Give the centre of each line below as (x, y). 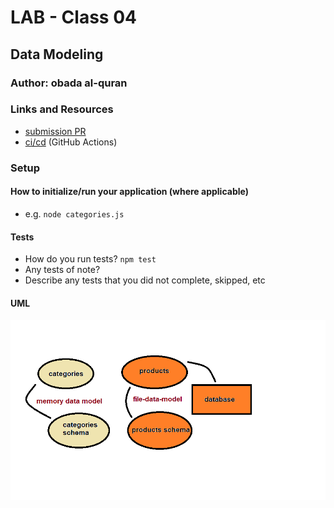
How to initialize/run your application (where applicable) (129, 192)
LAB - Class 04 (73, 17)
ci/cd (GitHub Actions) (71, 142)
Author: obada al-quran (69, 83)
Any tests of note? (62, 270)
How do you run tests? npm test (90, 259)
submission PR (55, 131)
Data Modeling (57, 54)
